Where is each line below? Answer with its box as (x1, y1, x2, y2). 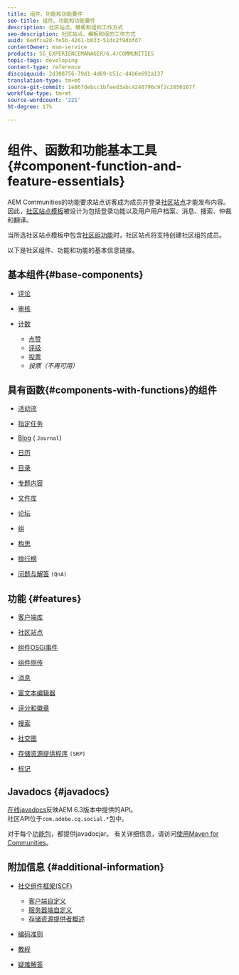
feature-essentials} (7, 173, 126, 190)
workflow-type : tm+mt (7, 90, 72, 97)
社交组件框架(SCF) (17, 882, 73, 890)
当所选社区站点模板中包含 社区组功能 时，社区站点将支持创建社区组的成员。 (7, 230, 225, 239)
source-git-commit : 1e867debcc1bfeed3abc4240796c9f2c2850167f (7, 83, 196, 91)
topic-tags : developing (7, 57, 78, 64)
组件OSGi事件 (17, 643, 58, 652)
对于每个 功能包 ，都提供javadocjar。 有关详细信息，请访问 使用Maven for (7, 829, 219, 838)
